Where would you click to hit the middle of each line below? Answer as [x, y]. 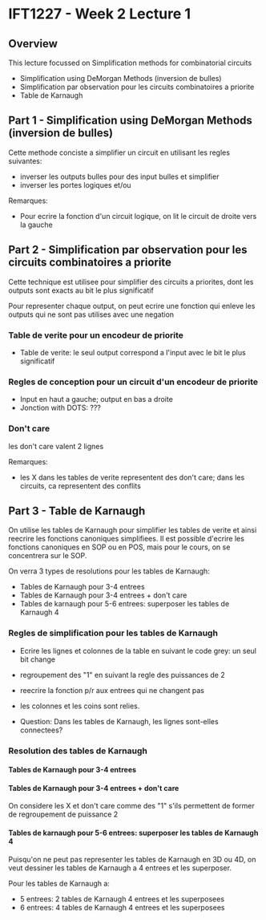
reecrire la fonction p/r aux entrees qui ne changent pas [112, 690]
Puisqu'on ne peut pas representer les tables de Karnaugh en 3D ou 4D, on [132, 859]
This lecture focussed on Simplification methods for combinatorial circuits [130, 63]
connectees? [41, 730]
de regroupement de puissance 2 [63, 814]
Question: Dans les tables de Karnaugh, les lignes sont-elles [119, 721]
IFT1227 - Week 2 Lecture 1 [99, 14]
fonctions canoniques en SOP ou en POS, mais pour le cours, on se [119, 547]
